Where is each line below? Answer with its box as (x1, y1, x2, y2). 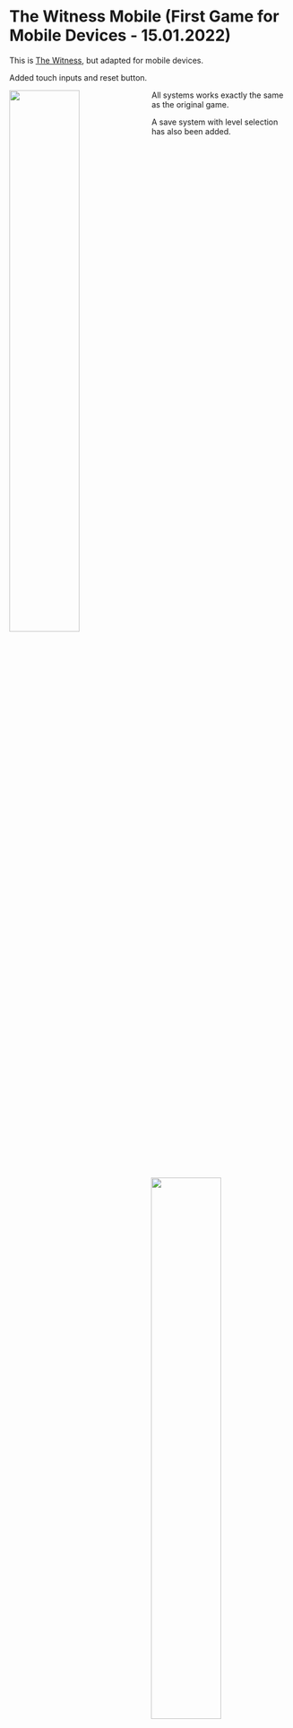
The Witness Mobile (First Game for (9, 6, 280, 27)
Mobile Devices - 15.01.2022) (9, 25, 231, 46)
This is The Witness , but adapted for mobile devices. (9, 55, 204, 65)
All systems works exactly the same (151, 90, 284, 100)
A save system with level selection (151, 116, 279, 127)
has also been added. (151, 125, 231, 136)
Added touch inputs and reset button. (9, 72, 148, 82)
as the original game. (151, 99, 229, 109)
